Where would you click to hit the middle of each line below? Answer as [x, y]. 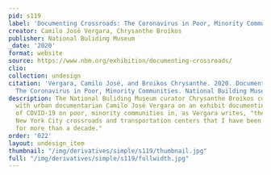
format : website [35, 53]
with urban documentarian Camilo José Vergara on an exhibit [121, 106]
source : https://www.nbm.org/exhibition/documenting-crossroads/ [120, 61]
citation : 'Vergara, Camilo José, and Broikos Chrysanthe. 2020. [120, 83]
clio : [17, 69]
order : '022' [30, 135]
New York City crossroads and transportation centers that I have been [139, 121]
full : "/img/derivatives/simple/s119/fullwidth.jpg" [99, 158]
